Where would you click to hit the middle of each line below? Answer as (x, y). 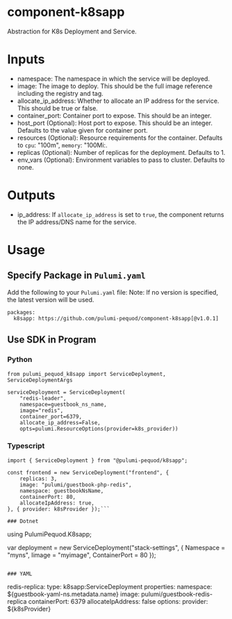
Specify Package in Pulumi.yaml (76, 275)
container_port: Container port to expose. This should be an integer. (114, 115)
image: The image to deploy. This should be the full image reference (115, 86)
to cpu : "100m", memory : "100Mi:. (62, 145)
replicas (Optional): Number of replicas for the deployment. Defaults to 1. (121, 152)
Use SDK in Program (52, 340)
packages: (22, 312)
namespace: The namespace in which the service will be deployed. (114, 79)
